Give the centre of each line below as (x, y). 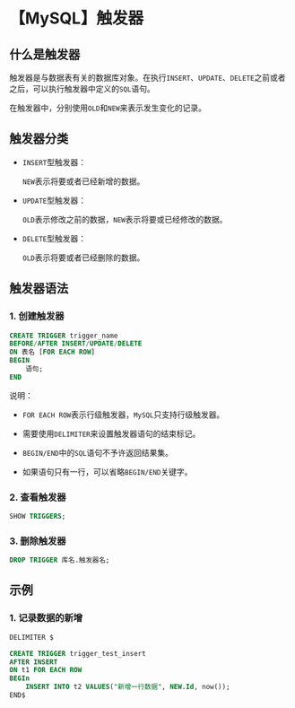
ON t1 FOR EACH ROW (46, 670)
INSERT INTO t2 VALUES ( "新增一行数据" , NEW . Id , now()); (128, 687)
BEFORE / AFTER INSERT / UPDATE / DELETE (76, 344)
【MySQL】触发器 (77, 18)
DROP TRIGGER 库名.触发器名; (60, 560)
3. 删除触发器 (38, 541)
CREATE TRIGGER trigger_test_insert (78, 653)
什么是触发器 (45, 54)
